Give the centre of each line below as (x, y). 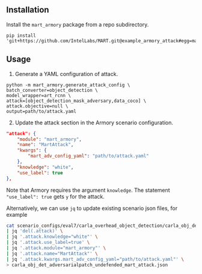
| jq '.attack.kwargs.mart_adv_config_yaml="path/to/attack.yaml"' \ (95, 259)
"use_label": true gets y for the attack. (56, 196)
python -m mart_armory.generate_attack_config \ (68, 85)
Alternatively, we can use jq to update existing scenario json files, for (92, 208)
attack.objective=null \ (37, 106)
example (17, 214)
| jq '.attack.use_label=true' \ (48, 243)
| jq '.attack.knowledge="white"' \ (52, 237)
